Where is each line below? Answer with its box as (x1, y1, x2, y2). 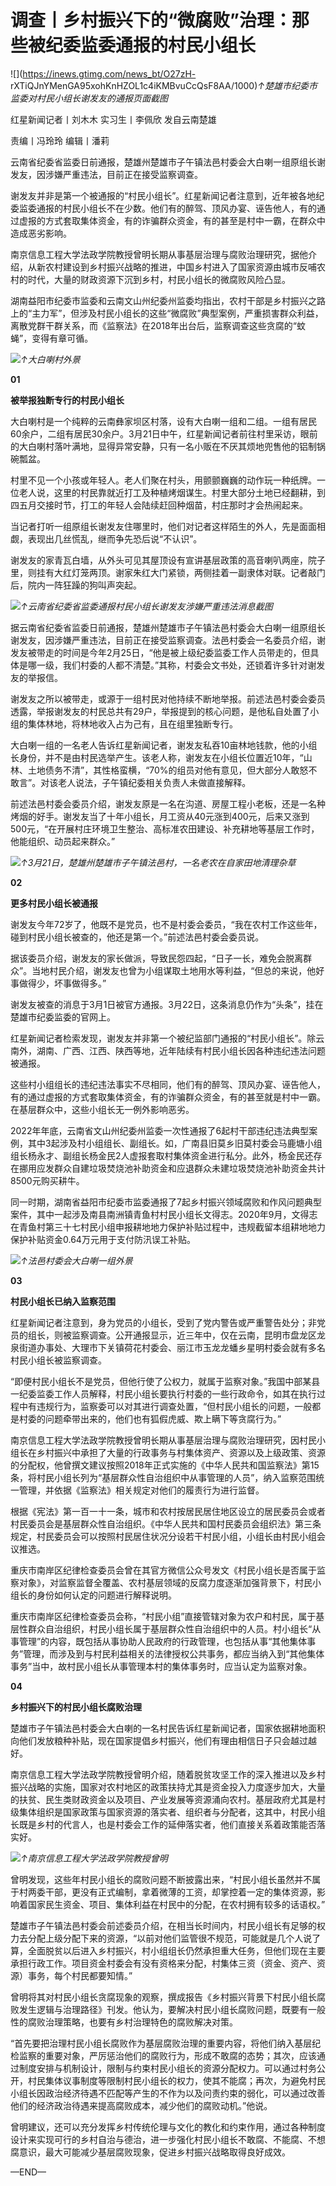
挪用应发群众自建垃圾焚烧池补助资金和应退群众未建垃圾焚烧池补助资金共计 (18, 1162, 326, 1174)
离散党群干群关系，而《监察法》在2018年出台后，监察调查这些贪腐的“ (10, 319, 297, 331)
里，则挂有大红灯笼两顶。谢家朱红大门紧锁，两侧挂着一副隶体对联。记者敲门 (10, 566, 326, 578)
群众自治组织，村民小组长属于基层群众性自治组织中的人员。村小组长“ (27, 1622, 313, 1635)
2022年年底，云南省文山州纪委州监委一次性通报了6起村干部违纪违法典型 (10, 1124, 310, 1136)
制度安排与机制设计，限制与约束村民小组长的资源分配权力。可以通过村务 (18, 2062, 317, 2074)
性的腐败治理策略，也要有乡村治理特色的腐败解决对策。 (10, 2016, 238, 2028)
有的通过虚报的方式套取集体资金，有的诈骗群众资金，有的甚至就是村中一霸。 (10, 1091, 326, 1103)
